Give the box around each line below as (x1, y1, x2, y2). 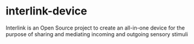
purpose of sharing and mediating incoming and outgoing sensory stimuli (5, 30, 189, 37)
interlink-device (5, 4, 88, 18)
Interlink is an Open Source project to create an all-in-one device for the (5, 24, 185, 31)
